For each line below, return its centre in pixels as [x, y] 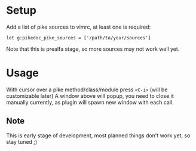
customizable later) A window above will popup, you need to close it [90, 95]
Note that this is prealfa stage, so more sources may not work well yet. [93, 49]
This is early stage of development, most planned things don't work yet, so [98, 135]
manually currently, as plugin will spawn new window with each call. [90, 102]
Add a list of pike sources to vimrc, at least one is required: [79, 27]
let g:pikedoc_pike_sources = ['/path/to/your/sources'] [79, 38]
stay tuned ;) [22, 141]
